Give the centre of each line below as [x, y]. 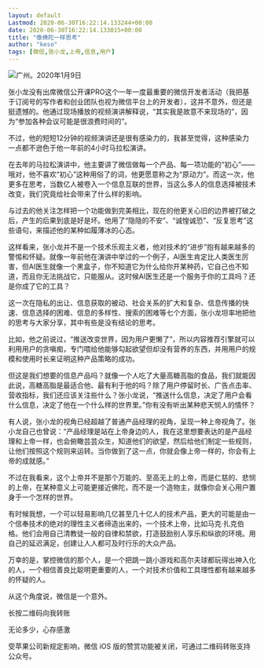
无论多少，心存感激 [39, 630]
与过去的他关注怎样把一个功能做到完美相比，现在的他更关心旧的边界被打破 [128, 210]
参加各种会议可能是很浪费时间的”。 [75, 121]
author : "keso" [33, 45]
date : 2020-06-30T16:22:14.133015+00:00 [75, 30]
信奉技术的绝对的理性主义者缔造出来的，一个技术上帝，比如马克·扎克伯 [130, 524]
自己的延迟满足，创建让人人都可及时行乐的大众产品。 [94, 543]
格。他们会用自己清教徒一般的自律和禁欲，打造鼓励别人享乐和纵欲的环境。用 [132, 533]
